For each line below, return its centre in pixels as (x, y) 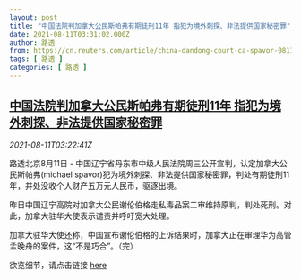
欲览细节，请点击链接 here (58, 265)
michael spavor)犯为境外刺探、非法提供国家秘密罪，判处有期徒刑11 (166, 174)
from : (19, 51)
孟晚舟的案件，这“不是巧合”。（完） (74, 246)
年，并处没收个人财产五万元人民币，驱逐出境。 (95, 185)
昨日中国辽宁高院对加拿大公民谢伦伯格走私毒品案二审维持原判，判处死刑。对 (150, 204)
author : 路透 (32, 42)
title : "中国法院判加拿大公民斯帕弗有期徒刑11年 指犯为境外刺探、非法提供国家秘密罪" (150, 26)
